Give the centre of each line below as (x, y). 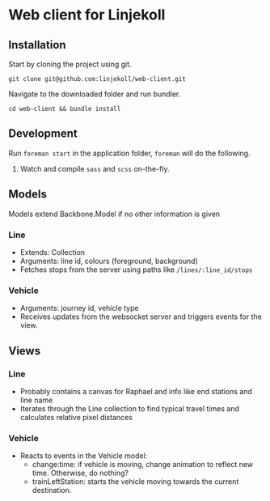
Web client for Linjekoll (87, 15)
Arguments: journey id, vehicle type (79, 308)
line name (36, 400)
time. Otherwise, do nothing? (80, 473)
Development (43, 134)
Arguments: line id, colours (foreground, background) (109, 261)
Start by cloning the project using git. (70, 64)
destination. (52, 490)
